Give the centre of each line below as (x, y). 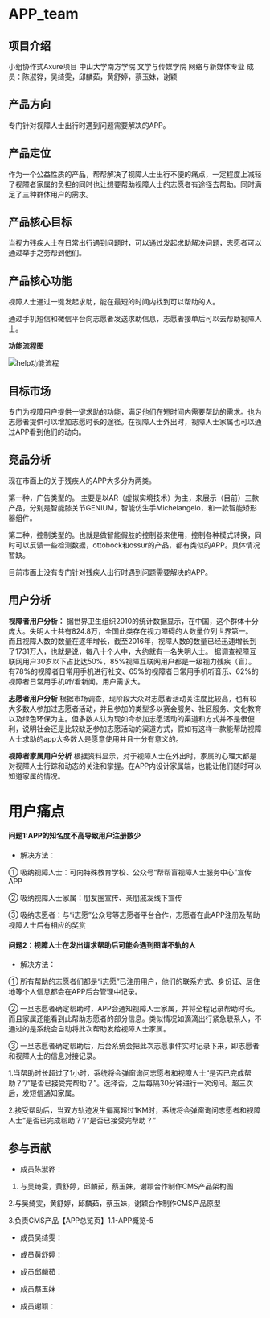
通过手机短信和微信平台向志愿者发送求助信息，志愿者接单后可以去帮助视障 (131, 319)
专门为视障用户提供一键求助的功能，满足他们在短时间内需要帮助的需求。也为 (135, 412)
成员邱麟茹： (41, 1272)
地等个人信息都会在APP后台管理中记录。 (75, 992)
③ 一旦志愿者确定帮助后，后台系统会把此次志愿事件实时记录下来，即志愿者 (134, 1046)
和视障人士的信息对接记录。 (54, 1056)
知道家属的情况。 (37, 776)
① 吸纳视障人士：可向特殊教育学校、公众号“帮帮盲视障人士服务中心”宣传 (130, 872)
